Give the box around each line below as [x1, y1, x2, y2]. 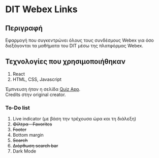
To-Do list [5, 104, 30, 111]
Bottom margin [12, 132, 44, 138]
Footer [12, 127, 27, 133]
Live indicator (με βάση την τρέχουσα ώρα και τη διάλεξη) [12, 116, 136, 122]
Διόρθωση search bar [12, 143, 58, 149]
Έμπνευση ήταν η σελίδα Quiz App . [5, 86, 81, 92]
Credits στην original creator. [5, 91, 66, 98]
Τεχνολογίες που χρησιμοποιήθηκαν [5, 57, 126, 66]
